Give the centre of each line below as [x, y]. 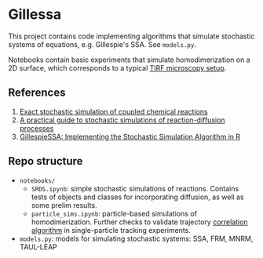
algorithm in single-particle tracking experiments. [111, 230]
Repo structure [46, 161]
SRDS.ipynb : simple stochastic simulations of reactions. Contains [135, 188]
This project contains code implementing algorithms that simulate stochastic [131, 36]
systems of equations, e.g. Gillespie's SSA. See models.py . [102, 44]
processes [37, 128]
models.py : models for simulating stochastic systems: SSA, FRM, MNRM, [136, 238]
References [37, 93]
